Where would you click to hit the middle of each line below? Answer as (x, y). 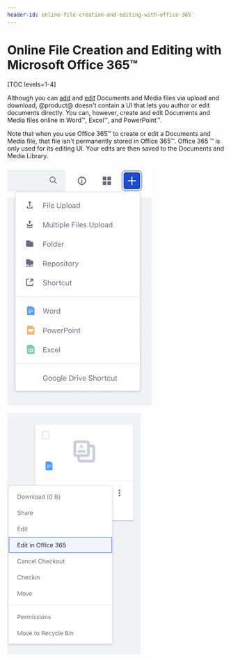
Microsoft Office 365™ (72, 64)
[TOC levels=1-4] (32, 84)
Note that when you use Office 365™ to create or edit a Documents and (109, 133)
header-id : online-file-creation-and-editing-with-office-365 (99, 15)
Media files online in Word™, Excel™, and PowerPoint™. (85, 120)
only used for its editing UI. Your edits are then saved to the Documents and (116, 148)
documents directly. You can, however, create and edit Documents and (109, 112)
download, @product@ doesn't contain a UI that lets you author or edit (109, 105)
